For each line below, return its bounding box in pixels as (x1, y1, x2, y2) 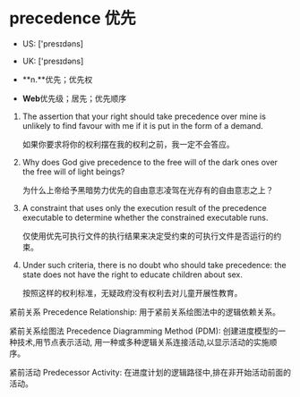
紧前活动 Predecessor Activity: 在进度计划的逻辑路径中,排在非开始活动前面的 (9, 367, 291, 377)
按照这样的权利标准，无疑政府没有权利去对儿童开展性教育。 (21, 287, 243, 298)
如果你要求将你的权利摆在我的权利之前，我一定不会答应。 (21, 139, 235, 149)
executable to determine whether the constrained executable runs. (21, 212, 269, 223)
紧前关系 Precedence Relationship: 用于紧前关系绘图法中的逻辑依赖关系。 (9, 306, 280, 317)
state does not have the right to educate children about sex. (21, 269, 244, 280)
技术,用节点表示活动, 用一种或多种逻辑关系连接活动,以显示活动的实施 (16, 336, 270, 347)
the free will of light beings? (21, 166, 125, 177)
